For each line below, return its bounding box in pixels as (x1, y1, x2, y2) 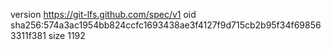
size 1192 (48, 30, 86, 41)
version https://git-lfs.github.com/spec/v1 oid (10, 9, 197, 20)
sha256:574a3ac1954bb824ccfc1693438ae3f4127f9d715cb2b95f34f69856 (10, 19, 322, 31)
